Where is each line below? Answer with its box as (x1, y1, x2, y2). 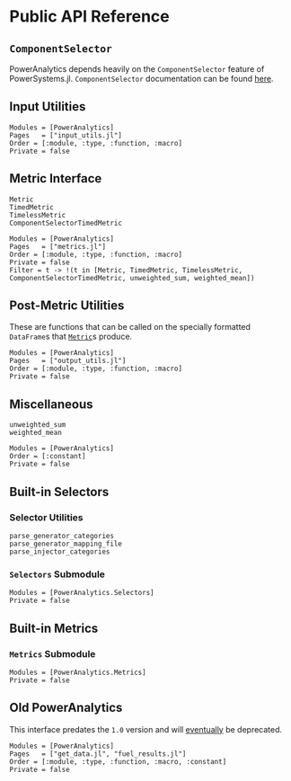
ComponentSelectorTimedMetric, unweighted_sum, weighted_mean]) (9, 273, 255, 282)
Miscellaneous (9, 396, 93, 412)
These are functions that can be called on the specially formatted (9, 322, 251, 333)
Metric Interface (9, 171, 102, 186)
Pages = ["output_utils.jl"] (9, 357, 127, 366)
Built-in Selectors (9, 484, 110, 500)
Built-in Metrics (9, 620, 99, 635)
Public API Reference (9, 6, 170, 27)
